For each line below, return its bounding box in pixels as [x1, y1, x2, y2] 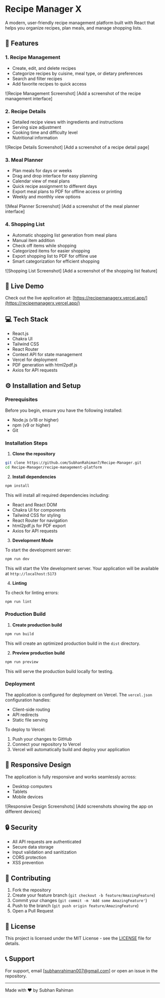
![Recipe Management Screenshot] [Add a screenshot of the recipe [5, 90, 141, 96]
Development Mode [12, 537, 54, 543]
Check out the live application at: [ [5, 295, 75, 301]
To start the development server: [5, 547, 72, 553]
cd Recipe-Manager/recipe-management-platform [5, 465, 102, 470]
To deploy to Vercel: [5, 726, 46, 732]
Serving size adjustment [12, 124, 61, 130]
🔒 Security [5, 823, 38, 832]
